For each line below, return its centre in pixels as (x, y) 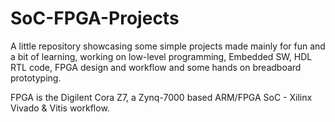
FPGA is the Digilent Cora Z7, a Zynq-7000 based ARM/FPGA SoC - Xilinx (161, 97)
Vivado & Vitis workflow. (60, 108)
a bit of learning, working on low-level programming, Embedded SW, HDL (161, 56)
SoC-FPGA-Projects (95, 18)
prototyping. (36, 78)
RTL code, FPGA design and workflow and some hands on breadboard (156, 67)
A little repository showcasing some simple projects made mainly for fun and (168, 46)
